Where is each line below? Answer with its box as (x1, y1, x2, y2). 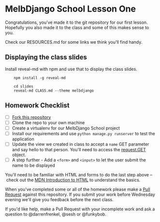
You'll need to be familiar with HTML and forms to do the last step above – (5, 172, 152, 177)
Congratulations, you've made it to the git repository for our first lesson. (5, 19, 148, 25)
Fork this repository (12, 114, 51, 120)
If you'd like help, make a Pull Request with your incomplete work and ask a (5, 206, 155, 212)
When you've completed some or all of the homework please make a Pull (5, 186, 150, 192)
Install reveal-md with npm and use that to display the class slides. (5, 66, 138, 72)
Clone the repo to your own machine (12, 120, 85, 126)
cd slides (14, 84, 34, 89)
